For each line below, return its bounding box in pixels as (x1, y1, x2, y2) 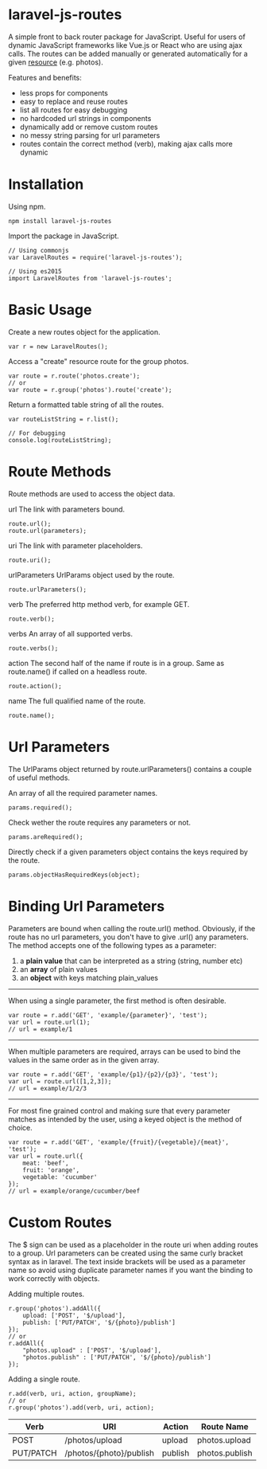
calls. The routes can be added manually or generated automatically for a (8, 49, 248, 58)
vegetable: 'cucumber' (22, 1173, 98, 1181)
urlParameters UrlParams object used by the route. (8, 570, 175, 579)
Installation (8, 175, 84, 194)
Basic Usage (8, 301, 92, 319)
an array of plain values (19, 964, 98, 973)
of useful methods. (8, 773, 70, 782)
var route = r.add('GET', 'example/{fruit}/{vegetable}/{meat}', (8, 1138, 229, 1146)
